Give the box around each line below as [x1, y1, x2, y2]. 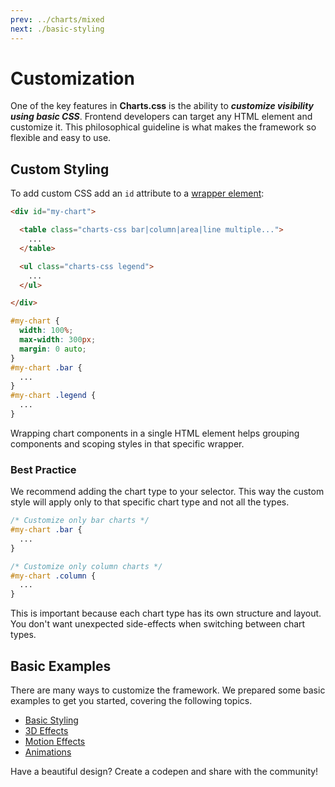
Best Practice [10, 462, 77, 476]
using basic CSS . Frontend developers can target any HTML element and [10, 111, 313, 123]
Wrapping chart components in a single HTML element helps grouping [10, 427, 300, 439]
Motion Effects [24, 735, 86, 747]
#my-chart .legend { [10, 391, 97, 401]
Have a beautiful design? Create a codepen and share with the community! [10, 765, 319, 777]
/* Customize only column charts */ [10, 561, 163, 571]
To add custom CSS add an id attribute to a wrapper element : [10, 187, 265, 200]
